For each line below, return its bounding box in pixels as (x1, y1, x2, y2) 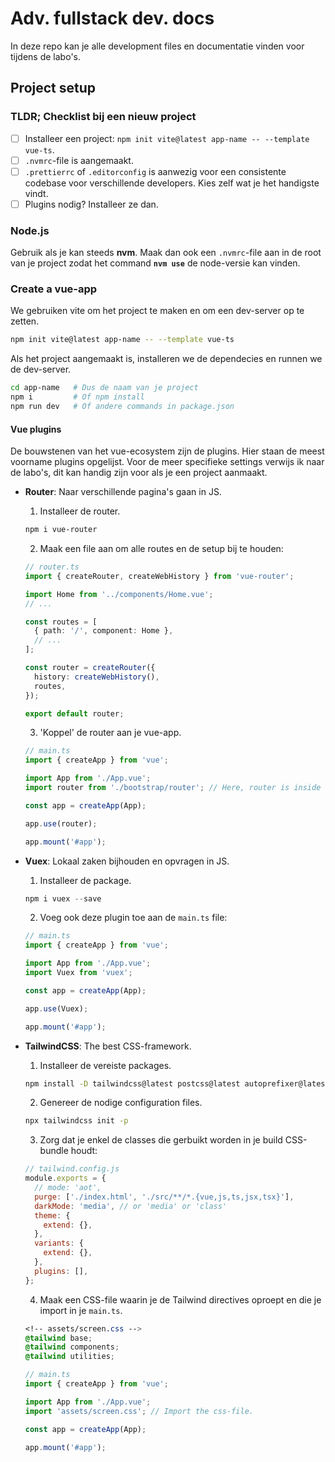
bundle (39, 1145, 69, 1157)
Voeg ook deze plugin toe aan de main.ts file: (39, 912, 228, 924)
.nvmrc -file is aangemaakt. (24, 154, 134, 166)
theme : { (34, 1210, 71, 1221)
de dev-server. (10, 363, 72, 376)
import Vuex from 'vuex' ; (24, 968, 133, 978)
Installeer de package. (39, 874, 132, 886)
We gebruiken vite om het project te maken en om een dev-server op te (10, 305, 305, 317)
